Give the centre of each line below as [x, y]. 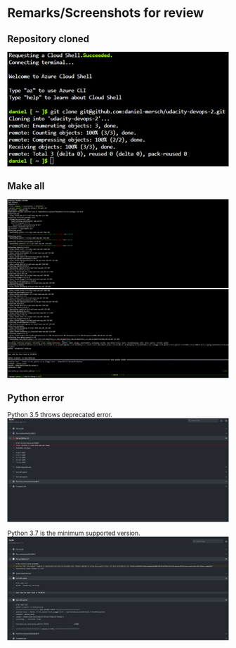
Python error [36, 398]
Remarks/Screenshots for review [106, 13]
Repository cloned [48, 39]
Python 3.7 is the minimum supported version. [74, 533]
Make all [26, 186]
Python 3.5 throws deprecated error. [60, 415]
